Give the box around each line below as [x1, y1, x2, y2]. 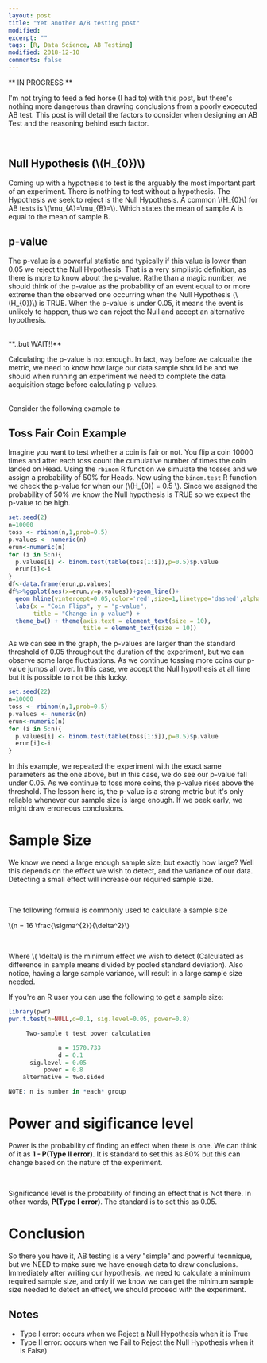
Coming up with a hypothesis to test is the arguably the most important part [8, 178, 256, 188]
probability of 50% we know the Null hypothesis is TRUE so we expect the [8, 490, 251, 499]
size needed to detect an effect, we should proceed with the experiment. [8, 1284, 246, 1294]
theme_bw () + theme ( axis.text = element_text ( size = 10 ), [15, 617, 212, 625]
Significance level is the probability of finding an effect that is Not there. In [8, 1188, 252, 1198]
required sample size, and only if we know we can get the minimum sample [8, 1276, 254, 1286]
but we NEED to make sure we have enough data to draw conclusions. [8, 1259, 238, 1268]
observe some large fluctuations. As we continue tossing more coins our [8, 656, 246, 665]
